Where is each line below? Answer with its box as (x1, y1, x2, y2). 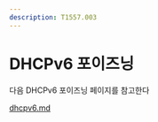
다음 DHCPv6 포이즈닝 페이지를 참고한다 (9, 85, 150, 95)
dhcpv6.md (9, 103, 51, 113)
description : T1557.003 (9, 12, 98, 22)
